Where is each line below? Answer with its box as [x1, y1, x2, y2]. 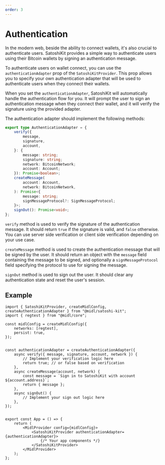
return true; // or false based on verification [23, 360, 125, 365]
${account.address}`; [5, 378, 50, 383]
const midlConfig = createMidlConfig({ [5, 321, 87, 326]
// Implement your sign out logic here [23, 395, 105, 400]
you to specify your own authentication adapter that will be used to [5, 75, 141, 81]
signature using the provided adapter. [5, 106, 81, 112]
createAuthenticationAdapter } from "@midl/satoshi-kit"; [5, 309, 127, 313]
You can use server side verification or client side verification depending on [5, 232, 159, 237]
